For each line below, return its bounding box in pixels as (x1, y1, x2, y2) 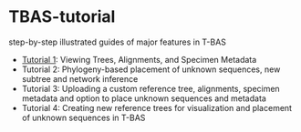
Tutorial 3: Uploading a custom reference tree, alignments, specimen (21, 83, 280, 94)
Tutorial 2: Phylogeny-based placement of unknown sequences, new (21, 64, 281, 75)
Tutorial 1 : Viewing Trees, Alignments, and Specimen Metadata (21, 54, 257, 65)
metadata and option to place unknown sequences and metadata (21, 93, 266, 104)
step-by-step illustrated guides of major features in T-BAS (8, 36, 227, 47)
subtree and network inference (21, 73, 139, 84)
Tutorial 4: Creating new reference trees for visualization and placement (21, 102, 293, 113)
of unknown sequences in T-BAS (21, 112, 146, 123)
